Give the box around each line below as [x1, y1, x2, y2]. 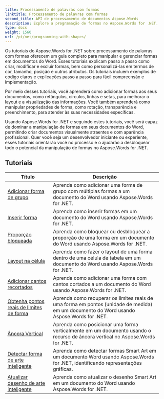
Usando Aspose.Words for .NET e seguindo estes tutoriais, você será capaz [5, 118, 158, 125]
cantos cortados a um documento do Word [53, 281, 151, 288]
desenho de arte [7, 379, 45, 386]
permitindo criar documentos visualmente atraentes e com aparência [5, 129, 144, 135]
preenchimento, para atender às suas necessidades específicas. [5, 109, 135, 115]
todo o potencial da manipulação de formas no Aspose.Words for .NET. [5, 145, 148, 151]
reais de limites [7, 304, 42, 310]
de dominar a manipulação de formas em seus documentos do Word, [5, 124, 144, 130]
